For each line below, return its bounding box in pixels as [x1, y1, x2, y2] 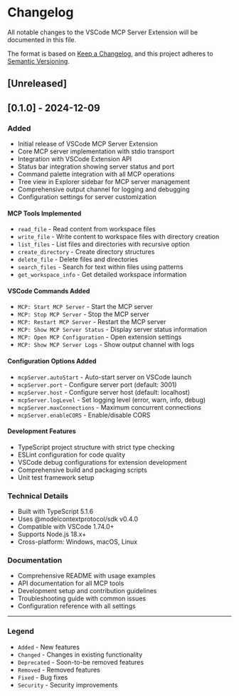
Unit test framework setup [17, 473, 95, 482]
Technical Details [7, 490, 69, 500]
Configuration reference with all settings [17, 602, 137, 610]
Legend [7, 626, 34, 636]
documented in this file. [7, 35, 77, 44]
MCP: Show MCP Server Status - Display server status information [17, 326, 208, 334]
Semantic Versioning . [7, 56, 70, 65]
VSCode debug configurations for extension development [17, 458, 187, 466]
